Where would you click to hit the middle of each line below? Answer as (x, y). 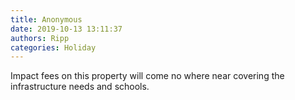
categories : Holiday (53, 47)
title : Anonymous (46, 19)
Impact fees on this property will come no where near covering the (147, 76)
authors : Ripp (40, 38)
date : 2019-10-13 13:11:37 (66, 29)
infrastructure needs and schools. (80, 87)
